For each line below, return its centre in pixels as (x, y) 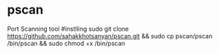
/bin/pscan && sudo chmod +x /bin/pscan (66, 43)
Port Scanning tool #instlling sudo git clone (68, 29)
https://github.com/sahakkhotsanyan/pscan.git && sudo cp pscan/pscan (110, 36)
